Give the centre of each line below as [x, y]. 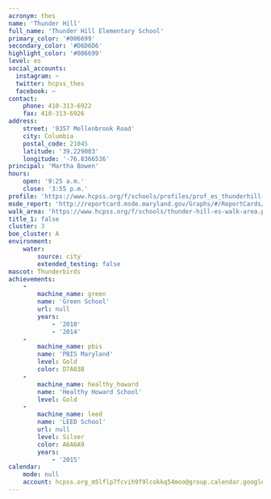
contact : [23, 99]
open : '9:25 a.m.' [54, 182]
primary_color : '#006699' [52, 38]
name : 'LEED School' [72, 422]
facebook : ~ [36, 91]
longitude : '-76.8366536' [67, 159]
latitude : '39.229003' [61, 151]
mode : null [41, 475]
